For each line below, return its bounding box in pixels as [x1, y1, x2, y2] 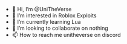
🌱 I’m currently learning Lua [11, 18, 81, 25]
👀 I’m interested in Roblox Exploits [11, 12, 97, 19]
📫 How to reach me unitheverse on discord [11, 32, 121, 38]
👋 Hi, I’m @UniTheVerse [11, 6, 72, 12]
